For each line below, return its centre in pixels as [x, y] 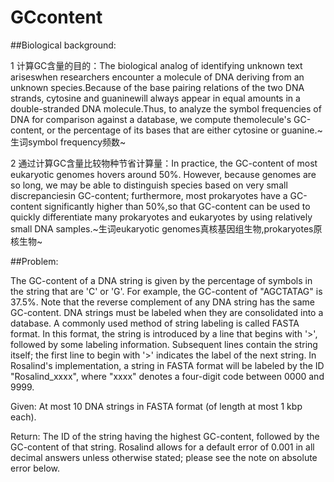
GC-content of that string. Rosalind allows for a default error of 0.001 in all [162, 447]
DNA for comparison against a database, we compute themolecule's [151, 119]
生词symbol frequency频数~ [68, 142]
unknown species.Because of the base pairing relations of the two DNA [157, 87]
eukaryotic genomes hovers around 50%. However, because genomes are [163, 174]
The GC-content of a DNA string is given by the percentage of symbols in [161, 280]
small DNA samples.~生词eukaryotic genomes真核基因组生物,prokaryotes [162, 228]
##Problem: [34, 261]
